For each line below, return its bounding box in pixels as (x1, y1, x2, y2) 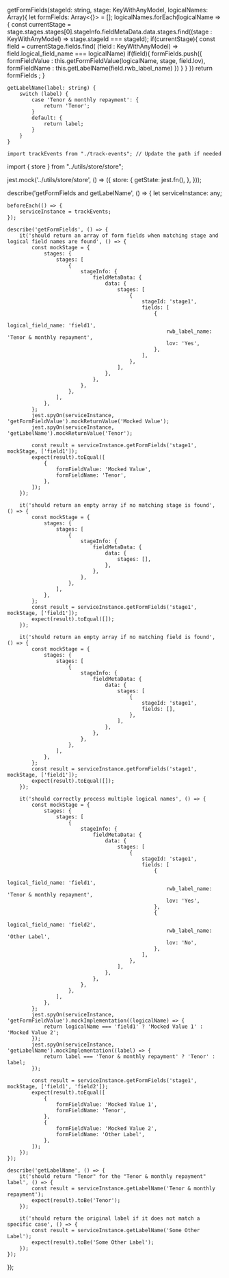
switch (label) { (19, 90, 69, 97)
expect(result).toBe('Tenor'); (31, 1197, 121, 1204)
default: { (31, 114, 63, 121)
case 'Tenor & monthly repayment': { (31, 97, 139, 103)
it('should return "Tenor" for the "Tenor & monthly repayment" (19, 1173, 206, 1180)
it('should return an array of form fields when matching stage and (19, 232, 219, 239)
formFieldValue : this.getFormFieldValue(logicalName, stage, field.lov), (7, 57, 206, 64)
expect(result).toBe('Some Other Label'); (31, 1239, 154, 1246)
